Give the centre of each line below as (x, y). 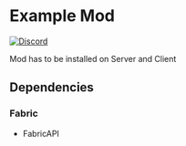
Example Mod (62, 16)
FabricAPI (41, 133)
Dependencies (52, 88)
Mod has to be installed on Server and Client (93, 58)
